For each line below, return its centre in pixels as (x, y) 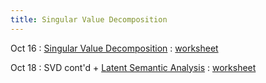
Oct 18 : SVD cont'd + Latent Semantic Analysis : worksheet (133, 67)
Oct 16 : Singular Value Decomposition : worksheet (114, 48)
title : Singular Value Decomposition (89, 19)
